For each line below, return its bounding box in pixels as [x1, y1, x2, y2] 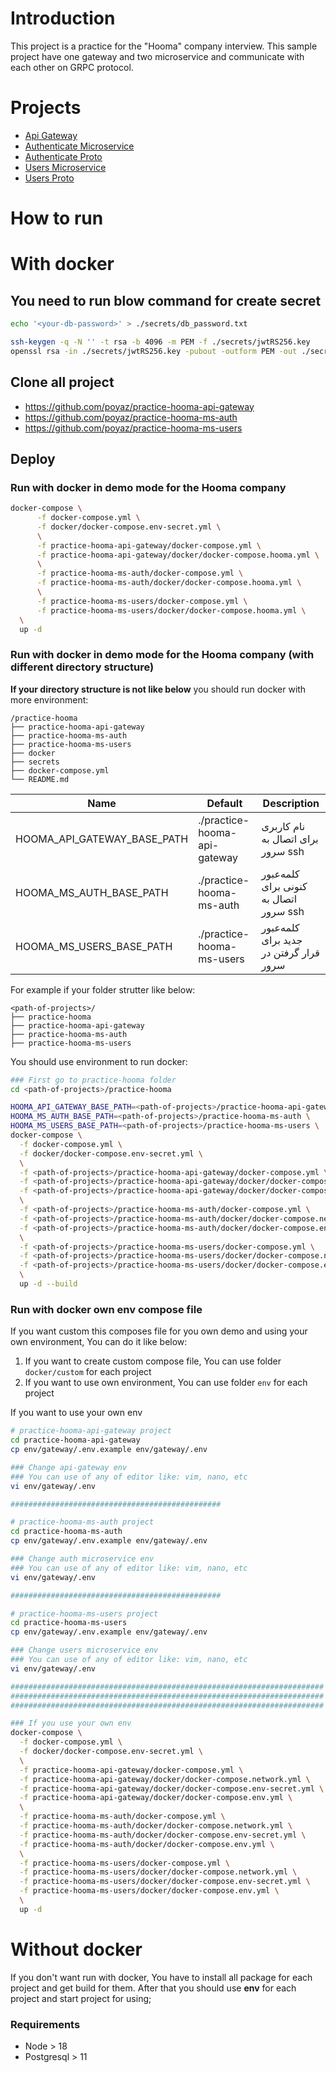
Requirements [10, 2017, 81, 2031]
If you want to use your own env [10, 1407, 143, 1419]
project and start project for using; [10, 1992, 152, 2004]
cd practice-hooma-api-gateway [10, 1435, 141, 1446]
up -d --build [19, 1279, 78, 1289]
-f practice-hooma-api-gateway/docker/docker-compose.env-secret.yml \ [19, 1783, 325, 1794]
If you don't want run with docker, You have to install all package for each [10, 1971, 313, 1983]
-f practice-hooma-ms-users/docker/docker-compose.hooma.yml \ [36, 605, 307, 616]
